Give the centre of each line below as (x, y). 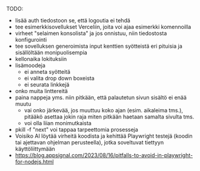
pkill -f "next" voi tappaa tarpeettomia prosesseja (76, 130)
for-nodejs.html (34, 162)
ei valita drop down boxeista (59, 78)
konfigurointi (31, 40)
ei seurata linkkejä (47, 85)
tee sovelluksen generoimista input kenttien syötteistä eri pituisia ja (99, 46)
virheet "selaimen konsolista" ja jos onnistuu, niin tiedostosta (91, 33)
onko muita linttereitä (41, 91)
